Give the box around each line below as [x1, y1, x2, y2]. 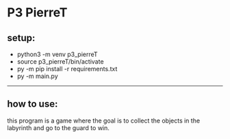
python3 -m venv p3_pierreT [16, 50, 98, 58]
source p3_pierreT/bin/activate [16, 58, 104, 66]
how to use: [7, 98, 58, 110]
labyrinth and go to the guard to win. [7, 123, 110, 131]
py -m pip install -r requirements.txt [16, 65, 118, 73]
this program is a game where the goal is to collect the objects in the [7, 116, 201, 125]
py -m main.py [16, 72, 58, 80]
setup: [7, 32, 36, 44]
